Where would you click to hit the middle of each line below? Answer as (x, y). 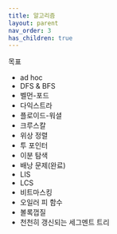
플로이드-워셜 (41, 116)
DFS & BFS (37, 86)
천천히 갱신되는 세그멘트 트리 (64, 222)
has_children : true (41, 38)
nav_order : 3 (30, 30)
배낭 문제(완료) (43, 165)
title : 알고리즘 (32, 16)
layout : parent (33, 23)
